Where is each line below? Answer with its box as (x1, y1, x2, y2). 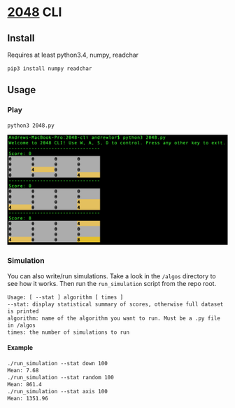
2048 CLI (7, 4, 62, 20)
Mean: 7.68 (7, 367, 39, 374)
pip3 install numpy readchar (7, 65, 92, 72)
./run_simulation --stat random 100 (7, 374, 114, 381)
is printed (7, 308, 39, 315)
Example (7, 344, 34, 352)
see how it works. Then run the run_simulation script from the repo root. (7, 279, 217, 287)
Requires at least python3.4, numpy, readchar (7, 50, 138, 59)
